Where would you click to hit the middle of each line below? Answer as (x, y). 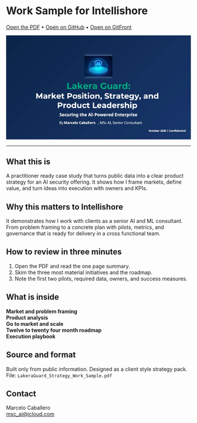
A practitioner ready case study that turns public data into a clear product (95, 176)
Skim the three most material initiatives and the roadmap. (83, 272)
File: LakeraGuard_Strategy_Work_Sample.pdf (59, 375)
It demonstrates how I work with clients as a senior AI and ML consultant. (94, 221)
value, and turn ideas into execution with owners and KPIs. (77, 188)
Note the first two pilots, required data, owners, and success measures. (101, 278)
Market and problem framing (42, 311)
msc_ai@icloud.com (30, 414)
